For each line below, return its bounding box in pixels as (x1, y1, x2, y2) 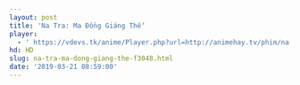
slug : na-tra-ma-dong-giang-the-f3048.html (9, 54, 174, 63)
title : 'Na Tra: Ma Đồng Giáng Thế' (9, 21, 146, 30)
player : (9, 29, 38, 38)
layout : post (9, 12, 58, 22)
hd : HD (9, 46, 34, 55)
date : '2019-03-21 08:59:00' (9, 63, 118, 72)
